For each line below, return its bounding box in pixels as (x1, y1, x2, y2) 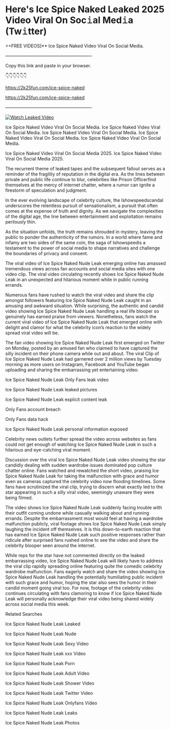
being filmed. (5, 494, 33, 500)
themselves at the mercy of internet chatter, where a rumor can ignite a (5, 182, 155, 188)
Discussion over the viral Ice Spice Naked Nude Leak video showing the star (5, 457, 166, 463)
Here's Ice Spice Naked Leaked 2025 (5, 4, 165, 15)
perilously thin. (5, 218, 37, 225)
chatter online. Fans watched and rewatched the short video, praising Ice (5, 467, 159, 473)
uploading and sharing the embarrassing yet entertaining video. (5, 366, 139, 373)
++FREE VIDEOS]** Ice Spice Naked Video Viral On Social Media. (5, 42, 144, 49)
